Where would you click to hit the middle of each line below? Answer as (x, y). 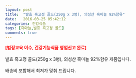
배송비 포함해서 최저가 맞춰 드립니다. (40, 71)
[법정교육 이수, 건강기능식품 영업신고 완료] (46, 47)
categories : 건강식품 (25, 24)
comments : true (21, 33)
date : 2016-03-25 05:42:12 (35, 19)
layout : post (19, 10)
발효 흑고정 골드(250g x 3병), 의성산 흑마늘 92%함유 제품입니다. (68, 59)
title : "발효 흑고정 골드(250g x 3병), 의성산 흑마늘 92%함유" (65, 14)
